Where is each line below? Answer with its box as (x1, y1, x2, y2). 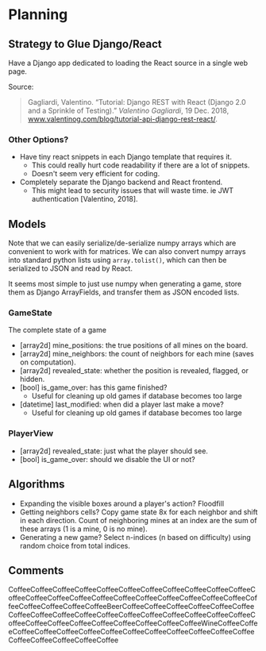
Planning (8, 6, 68, 24)
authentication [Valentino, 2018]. (31, 195, 138, 204)
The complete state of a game (8, 325, 107, 335)
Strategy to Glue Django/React (8, 37, 163, 51)
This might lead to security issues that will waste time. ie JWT (31, 186, 234, 195)
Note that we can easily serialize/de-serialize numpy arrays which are (8, 238, 237, 248)
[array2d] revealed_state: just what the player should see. (19, 446, 209, 456)
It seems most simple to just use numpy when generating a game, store (8, 279, 242, 289)
